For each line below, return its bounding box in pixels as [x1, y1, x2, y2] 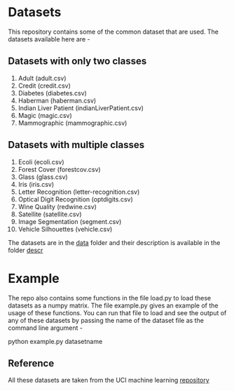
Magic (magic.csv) [18, 111, 72, 119]
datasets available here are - [8, 34, 90, 43]
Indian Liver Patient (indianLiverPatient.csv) [18, 103, 144, 112]
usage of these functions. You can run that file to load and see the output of [8, 308, 227, 317]
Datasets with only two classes [8, 55, 147, 67]
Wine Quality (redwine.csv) [18, 202, 97, 211]
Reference [8, 357, 55, 369]
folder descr [8, 246, 43, 254]
